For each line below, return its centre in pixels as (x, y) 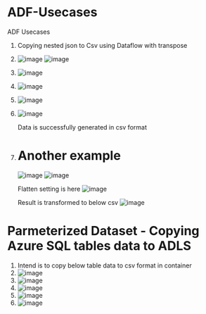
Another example (69, 156)
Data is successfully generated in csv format (82, 127)
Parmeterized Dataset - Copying (103, 231)
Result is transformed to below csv (67, 202)
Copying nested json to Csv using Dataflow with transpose (102, 45)
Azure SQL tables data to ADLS (99, 246)
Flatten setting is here (49, 189)
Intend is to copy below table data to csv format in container (104, 265)
